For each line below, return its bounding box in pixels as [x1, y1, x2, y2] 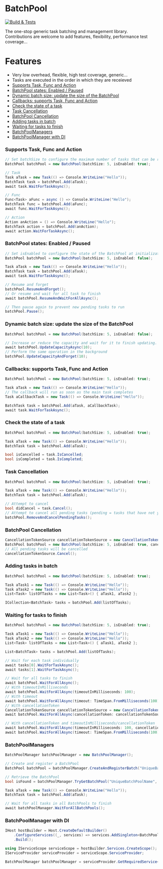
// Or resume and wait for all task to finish [5, 291, 101, 296]
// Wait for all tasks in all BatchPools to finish [5, 801, 112, 806]
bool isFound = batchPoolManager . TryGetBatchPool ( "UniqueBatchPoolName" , [5, 779, 158, 784]
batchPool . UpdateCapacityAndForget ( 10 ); [5, 354, 88, 359]
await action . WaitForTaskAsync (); [5, 229, 75, 233]
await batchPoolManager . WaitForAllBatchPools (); [5, 806, 105, 811]
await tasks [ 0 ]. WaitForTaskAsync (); [5, 662, 79, 668]
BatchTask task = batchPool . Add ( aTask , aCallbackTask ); [5, 403, 120, 408]
